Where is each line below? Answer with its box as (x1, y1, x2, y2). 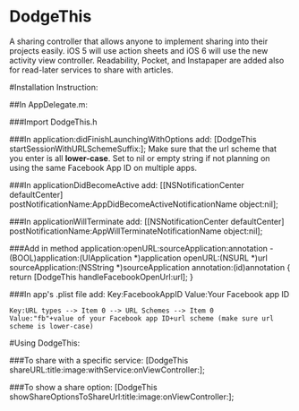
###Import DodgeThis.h (9, 116, 98, 127)
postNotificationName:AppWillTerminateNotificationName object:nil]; (9, 226, 263, 236)
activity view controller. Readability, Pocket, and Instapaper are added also (9, 55, 285, 65)
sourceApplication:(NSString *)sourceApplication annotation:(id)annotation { (9, 261, 291, 272)
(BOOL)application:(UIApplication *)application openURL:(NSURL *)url (9, 253, 269, 263)
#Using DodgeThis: (9, 338, 81, 348)
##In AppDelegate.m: (9, 98, 88, 109)
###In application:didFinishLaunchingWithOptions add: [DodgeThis (9, 133, 257, 144)
